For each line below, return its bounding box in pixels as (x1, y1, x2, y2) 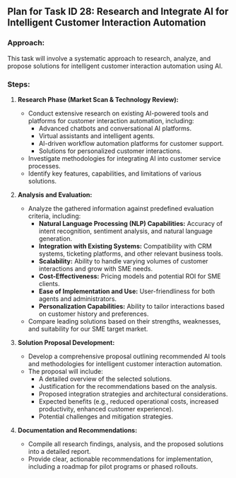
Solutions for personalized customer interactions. (38, 147, 182, 155)
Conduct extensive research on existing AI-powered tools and (28, 109, 208, 118)
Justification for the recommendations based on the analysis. (38, 382, 218, 390)
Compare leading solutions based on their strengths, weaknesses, (28, 317, 221, 325)
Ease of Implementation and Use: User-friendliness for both (38, 287, 216, 295)
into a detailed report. (28, 447, 91, 455)
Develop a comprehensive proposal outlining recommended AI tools (28, 352, 226, 360)
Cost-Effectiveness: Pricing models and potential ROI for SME (38, 272, 221, 280)
